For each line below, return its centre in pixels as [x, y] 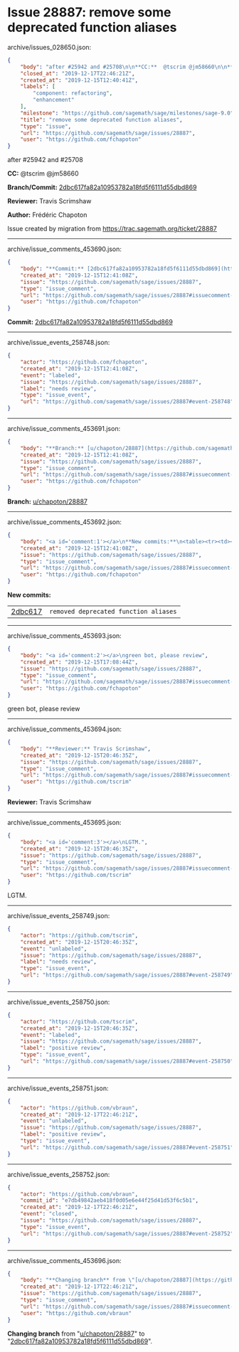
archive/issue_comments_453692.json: [65, 522]
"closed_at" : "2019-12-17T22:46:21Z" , [78, 73]
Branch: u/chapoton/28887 [47, 501]
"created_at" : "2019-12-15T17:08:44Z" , [79, 662]
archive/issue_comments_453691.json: [64, 429]
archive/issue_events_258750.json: [59, 1002]
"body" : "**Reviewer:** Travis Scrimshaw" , [86, 749]
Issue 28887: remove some [89, 12]
